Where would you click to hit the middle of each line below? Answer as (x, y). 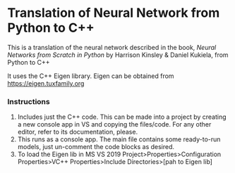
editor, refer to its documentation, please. (78, 132)
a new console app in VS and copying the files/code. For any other (114, 124)
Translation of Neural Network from (114, 13)
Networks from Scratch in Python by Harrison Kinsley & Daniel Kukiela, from (118, 55)
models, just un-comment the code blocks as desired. (96, 147)
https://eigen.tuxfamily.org (46, 83)
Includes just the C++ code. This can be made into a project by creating (122, 117)
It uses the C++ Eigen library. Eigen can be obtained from (91, 76)
